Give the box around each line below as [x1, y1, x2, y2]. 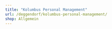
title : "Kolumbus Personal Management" [5, 7, 88, 12]
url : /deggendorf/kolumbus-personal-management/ [5, 12, 108, 17]
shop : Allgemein [5, 16, 39, 21]
